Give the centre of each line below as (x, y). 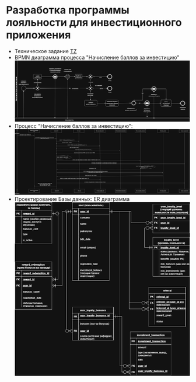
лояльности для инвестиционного (94, 22)
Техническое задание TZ (45, 51)
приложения (38, 35)
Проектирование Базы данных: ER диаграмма (72, 199)
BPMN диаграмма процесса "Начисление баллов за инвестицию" (97, 57)
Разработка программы (68, 10)
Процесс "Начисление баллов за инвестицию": (73, 126)
